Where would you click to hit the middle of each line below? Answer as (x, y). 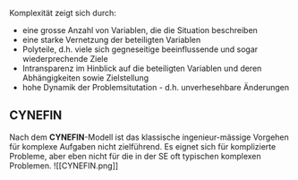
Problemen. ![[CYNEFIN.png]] (64, 166)
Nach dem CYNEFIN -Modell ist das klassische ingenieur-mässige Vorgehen (149, 137)
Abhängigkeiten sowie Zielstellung (85, 78)
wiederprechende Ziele (65, 59)
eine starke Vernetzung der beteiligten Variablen (111, 40)
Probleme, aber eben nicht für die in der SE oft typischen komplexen (135, 156)
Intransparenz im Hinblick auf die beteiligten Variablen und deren (142, 68)
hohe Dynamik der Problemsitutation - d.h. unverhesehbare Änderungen (155, 87)
